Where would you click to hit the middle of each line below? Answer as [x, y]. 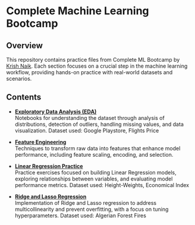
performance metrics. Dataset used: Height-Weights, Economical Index [102, 185]
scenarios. [19, 79]
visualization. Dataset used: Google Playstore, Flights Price [87, 130]
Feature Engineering [40, 142]
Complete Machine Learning [78, 11]
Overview [25, 45]
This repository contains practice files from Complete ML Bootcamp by [93, 60]
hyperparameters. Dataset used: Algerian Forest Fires [81, 216]
